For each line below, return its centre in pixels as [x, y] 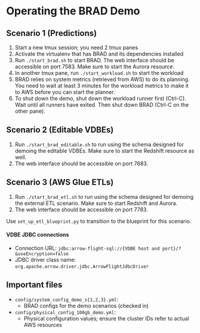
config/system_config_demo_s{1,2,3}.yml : [66, 299]
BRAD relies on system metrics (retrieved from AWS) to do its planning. [102, 79]
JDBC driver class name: [45, 259]
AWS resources [43, 325]
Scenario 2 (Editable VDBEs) [60, 130]
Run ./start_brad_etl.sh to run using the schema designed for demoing [104, 196]
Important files [34, 285]
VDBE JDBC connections [38, 235]
